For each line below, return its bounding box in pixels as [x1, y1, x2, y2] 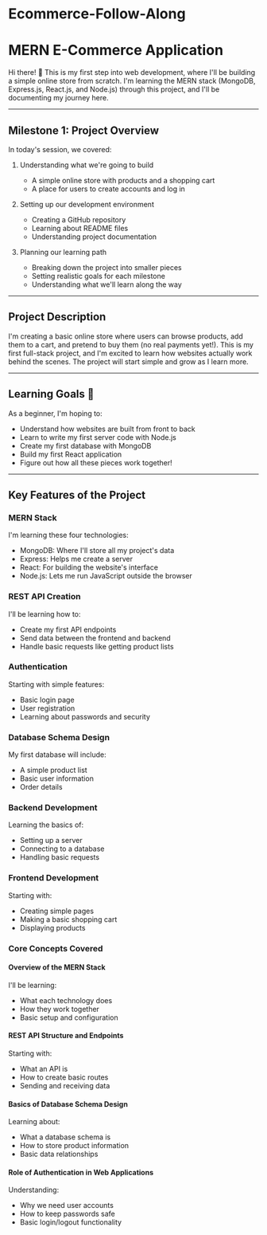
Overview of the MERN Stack [8, 963, 106, 972]
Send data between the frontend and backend [19, 633, 171, 642]
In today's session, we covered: [8, 144, 112, 154]
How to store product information [19, 1141, 130, 1151]
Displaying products [19, 923, 86, 932]
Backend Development [8, 802, 98, 814]
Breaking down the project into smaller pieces [31, 262, 183, 272]
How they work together [19, 1004, 99, 1013]
